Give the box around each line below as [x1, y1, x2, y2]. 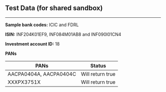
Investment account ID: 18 [5, 41, 60, 46]
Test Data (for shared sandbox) [5, 4, 103, 12]
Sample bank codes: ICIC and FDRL [5, 22, 79, 28]
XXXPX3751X [7, 79, 41, 86]
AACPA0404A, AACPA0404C [7, 70, 77, 77]
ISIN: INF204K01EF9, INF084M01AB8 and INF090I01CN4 [5, 31, 122, 37]
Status [90, 62, 106, 69]
